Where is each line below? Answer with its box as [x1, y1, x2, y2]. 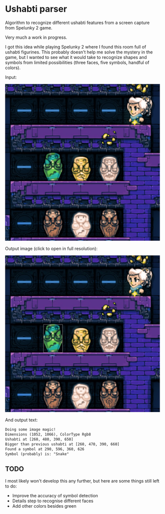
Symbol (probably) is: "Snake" [5, 451, 69, 457]
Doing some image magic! [5, 427, 56, 432]
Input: [5, 74, 17, 80]
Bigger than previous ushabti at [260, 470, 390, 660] [5, 441, 120, 447]
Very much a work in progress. [5, 34, 67, 40]
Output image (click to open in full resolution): [5, 245, 98, 251]
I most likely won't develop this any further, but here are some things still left [5, 478, 160, 484]
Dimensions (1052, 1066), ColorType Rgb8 [5, 432, 91, 437]
